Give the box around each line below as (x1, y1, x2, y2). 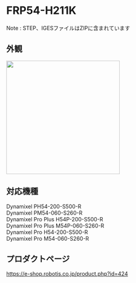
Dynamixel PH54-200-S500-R (6, 203, 82, 210)
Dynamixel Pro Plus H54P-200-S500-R (6, 215, 103, 223)
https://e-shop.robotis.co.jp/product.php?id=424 (6, 270, 128, 278)
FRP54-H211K (6, 4, 77, 18)
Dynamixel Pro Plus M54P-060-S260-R (6, 222, 105, 229)
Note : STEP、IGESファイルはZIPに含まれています (6, 24, 131, 31)
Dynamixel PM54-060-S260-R (6, 209, 83, 216)
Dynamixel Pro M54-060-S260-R (6, 235, 89, 242)
